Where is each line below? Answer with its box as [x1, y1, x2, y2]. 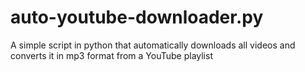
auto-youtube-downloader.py [10, 6, 264, 29]
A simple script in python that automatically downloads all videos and [10, 39, 296, 51]
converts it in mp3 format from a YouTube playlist [10, 49, 213, 61]
